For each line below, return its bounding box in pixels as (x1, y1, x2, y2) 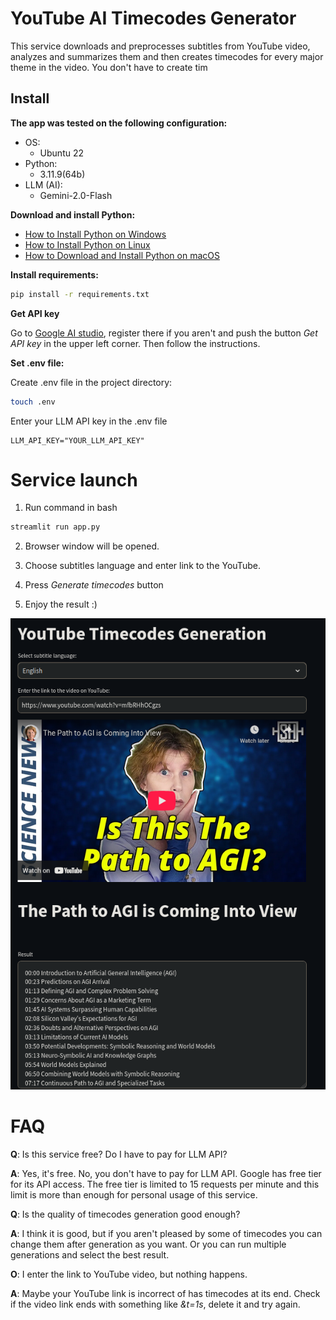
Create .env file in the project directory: (10, 376, 173, 388)
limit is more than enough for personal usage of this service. (10, 1189, 258, 1201)
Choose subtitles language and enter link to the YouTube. (24, 560, 261, 572)
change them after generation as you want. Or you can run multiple (10, 1238, 287, 1251)
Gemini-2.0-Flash (39, 189, 113, 201)
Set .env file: (10, 357, 65, 369)
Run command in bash (24, 502, 118, 514)
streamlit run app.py (10, 522, 101, 532)
